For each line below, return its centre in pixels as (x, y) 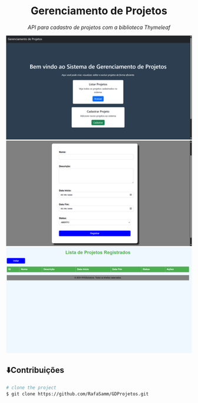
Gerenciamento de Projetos (99, 11)
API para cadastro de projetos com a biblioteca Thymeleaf (99, 27)
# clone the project (32, 388)
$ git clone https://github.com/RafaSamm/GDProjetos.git (77, 394)
